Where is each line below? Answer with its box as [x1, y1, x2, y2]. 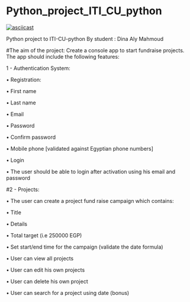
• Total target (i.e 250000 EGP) [6, 231, 82, 239]
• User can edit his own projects [6, 266, 85, 274]
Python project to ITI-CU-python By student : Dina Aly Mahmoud [6, 35, 164, 42]
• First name [6, 87, 37, 94]
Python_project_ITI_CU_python [6, 4, 162, 18]
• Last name [6, 99, 37, 106]
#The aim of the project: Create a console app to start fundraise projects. [6, 46, 185, 54]
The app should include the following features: [6, 53, 120, 60]
